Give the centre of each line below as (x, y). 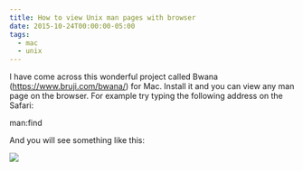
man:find (26, 123)
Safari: (22, 105)
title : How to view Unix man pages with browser (103, 18)
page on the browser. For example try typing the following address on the (146, 96)
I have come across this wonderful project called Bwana (114, 76)
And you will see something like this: (77, 140)
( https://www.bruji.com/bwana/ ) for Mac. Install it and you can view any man (152, 86)
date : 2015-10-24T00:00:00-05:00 (72, 26)
